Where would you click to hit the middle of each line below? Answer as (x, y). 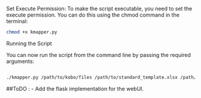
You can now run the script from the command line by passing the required (99, 55)
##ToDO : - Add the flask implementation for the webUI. (75, 88)
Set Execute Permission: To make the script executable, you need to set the (99, 9)
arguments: (20, 61)
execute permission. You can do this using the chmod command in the (93, 15)
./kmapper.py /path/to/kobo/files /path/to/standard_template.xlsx (92, 77)
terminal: (17, 21)
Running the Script (29, 43)
